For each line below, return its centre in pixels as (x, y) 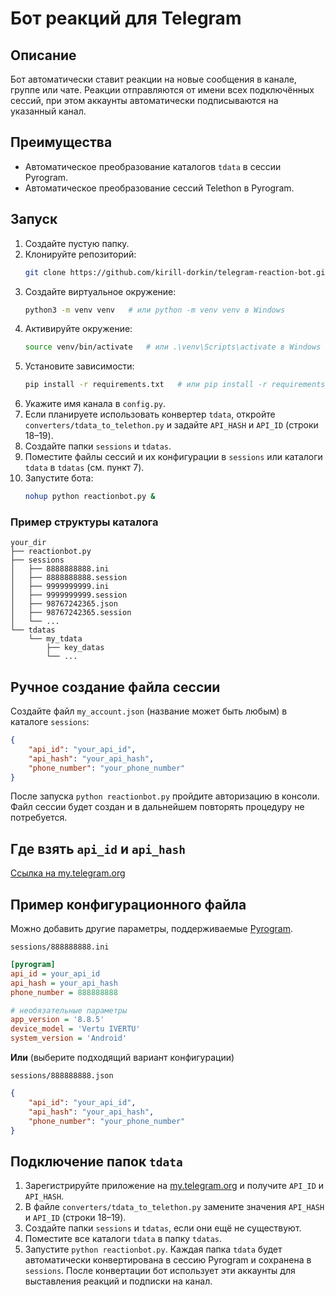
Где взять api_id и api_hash (98, 848)
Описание (43, 55)
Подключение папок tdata (96, 1161)
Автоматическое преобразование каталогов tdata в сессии (153, 166)
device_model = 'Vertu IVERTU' (75, 1029)
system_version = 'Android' (69, 1038)
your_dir (28, 543)
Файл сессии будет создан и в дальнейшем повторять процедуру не (157, 807)
